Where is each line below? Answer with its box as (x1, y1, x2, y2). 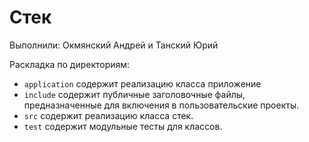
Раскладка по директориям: (9, 58, 131, 70)
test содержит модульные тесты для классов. (23, 120, 223, 132)
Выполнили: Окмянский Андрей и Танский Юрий (9, 39, 219, 51)
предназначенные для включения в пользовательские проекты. (23, 99, 300, 111)
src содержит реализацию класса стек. (23, 109, 194, 121)
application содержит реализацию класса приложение (23, 77, 262, 90)
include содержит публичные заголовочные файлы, (23, 88, 246, 100)
